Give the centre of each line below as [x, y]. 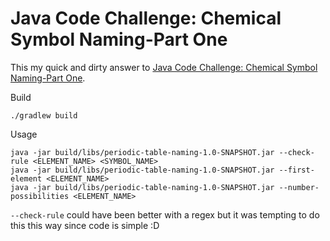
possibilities [40, 196]
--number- [299, 187]
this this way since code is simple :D [85, 225]
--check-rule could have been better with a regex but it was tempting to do [165, 214]
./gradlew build [44, 115]
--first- [296, 170]
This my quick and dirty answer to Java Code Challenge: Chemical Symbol [164, 67]
